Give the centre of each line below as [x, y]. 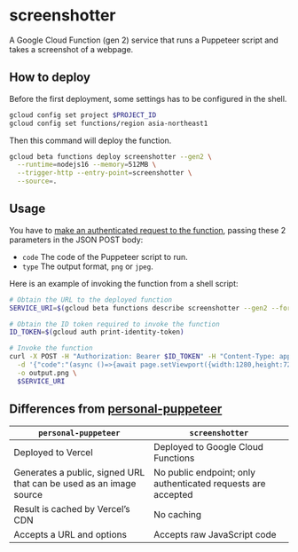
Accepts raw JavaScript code [215, 534]
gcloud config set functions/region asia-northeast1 [109, 123]
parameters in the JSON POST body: [76, 240]
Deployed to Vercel [53, 452]
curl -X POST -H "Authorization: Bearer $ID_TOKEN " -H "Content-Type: [142, 357]
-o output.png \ [47, 373]
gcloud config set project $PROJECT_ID [83, 115]
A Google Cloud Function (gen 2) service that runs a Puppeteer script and [144, 40]
